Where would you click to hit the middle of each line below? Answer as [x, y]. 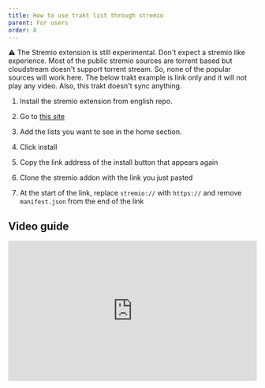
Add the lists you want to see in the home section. [101, 132]
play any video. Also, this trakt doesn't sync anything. [95, 86]
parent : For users [38, 23]
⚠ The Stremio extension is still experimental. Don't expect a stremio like [127, 53]
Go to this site [42, 117]
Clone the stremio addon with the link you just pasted [106, 177]
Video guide [39, 226]
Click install [38, 147]
